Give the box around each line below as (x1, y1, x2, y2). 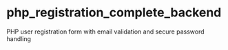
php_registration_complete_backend (6, 5, 222, 21)
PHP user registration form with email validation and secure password (6, 27, 205, 36)
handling (6, 34, 32, 42)
